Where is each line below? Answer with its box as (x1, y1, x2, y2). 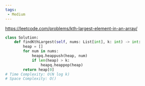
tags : (5, 7, 16, 12)
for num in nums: (23, 49, 59, 54)
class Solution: (5, 35, 39, 40)
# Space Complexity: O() (5, 76, 57, 82)
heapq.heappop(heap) (40, 62, 83, 67)
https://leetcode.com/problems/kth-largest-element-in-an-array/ (5, 25, 138, 31)
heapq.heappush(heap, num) (31, 53, 88, 58)
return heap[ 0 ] (23, 67, 55, 72)
